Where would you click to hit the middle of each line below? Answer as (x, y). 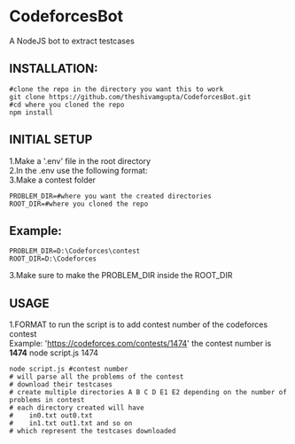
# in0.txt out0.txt (51, 416)
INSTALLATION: (54, 69)
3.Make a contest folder (52, 180)
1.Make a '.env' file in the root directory (80, 160)
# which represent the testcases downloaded (93, 432)
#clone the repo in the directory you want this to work (116, 89)
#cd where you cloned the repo (67, 105)
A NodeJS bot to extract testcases (72, 41)
